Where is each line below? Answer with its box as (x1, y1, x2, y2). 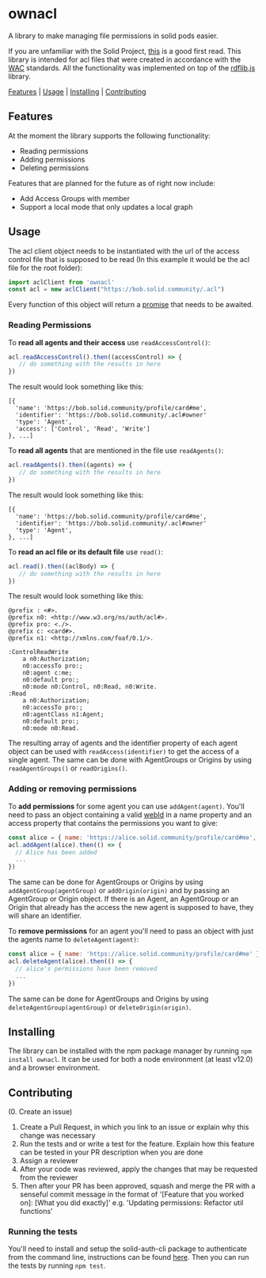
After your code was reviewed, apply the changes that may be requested (19, 1165, 258, 1174)
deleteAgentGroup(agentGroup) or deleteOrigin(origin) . (8, 1002, 192, 1012)
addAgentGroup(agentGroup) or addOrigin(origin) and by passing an (8, 886, 230, 896)
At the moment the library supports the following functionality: (8, 131, 211, 140)
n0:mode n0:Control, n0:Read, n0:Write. (22, 683, 158, 691)
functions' (19, 1207, 53, 1216)
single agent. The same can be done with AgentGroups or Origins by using (8, 755, 252, 765)
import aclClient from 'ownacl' (8, 278, 115, 286)
